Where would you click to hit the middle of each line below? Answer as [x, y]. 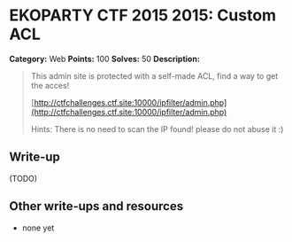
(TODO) [23, 178]
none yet [38, 228]
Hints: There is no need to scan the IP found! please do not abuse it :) [157, 129]
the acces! [50, 85]
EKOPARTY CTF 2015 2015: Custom [143, 16]
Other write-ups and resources [96, 206]
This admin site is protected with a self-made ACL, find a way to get [154, 75]
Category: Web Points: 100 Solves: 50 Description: [105, 59]
